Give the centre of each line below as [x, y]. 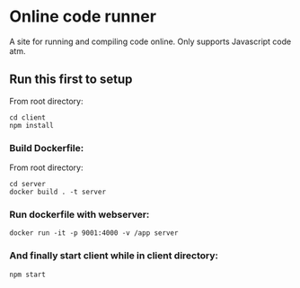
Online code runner [83, 17]
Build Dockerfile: [47, 148]
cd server [28, 184]
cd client [28, 117]
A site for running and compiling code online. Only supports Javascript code [150, 41]
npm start [28, 274]
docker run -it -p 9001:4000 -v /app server [94, 233]
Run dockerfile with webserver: [79, 214]
